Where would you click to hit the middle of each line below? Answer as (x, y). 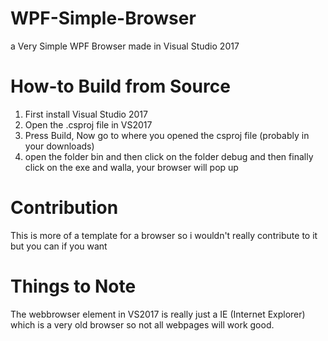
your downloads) (59, 146)
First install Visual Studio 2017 (86, 114)
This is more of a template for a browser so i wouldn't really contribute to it (164, 235)
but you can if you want (59, 246)
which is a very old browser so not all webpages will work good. (142, 324)
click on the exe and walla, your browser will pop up (131, 167)
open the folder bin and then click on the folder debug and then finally (169, 156)
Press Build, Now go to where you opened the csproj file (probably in (167, 135)
